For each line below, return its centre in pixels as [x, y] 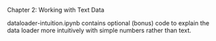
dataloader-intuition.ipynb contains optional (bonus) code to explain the [108, 23]
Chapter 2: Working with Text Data [56, 10]
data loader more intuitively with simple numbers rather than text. [99, 30]
